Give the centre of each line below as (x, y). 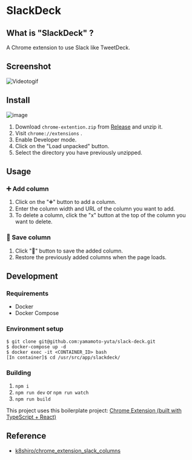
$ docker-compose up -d (36, 347)
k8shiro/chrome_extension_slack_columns (68, 450)
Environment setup (35, 329)
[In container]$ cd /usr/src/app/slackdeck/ (63, 357)
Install (18, 100)
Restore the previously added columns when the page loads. (91, 257)
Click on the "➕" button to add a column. (66, 202)
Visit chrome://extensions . (49, 133)
